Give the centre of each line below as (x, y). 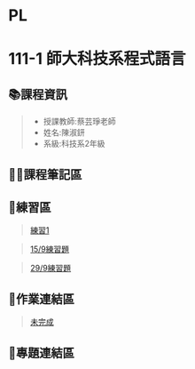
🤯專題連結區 (41, 353)
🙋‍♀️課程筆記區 (45, 174)
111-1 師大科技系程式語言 (97, 59)
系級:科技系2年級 (74, 144)
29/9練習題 (51, 269)
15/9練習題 (50, 249)
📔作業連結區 (41, 299)
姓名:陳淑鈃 (64, 132)
